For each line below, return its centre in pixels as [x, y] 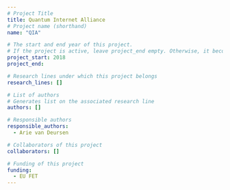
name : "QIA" [24, 32]
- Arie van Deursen [41, 133]
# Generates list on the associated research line [81, 101]
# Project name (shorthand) [47, 26]
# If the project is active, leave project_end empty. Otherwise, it [108, 51]
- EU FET [26, 176]
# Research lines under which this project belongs [82, 76]
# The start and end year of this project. [70, 45]
